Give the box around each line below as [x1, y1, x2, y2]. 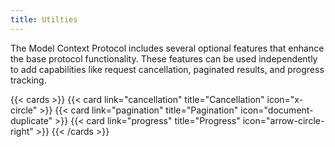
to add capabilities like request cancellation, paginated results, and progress [10, 63, 325, 75]
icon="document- [240, 104, 314, 116]
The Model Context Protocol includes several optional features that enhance [10, 42, 325, 54]
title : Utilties [10, 14, 78, 25]
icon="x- [266, 93, 304, 105]
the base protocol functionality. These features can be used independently [10, 52, 318, 65]
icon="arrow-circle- [242, 114, 325, 126]
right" [10, 125, 34, 137]
